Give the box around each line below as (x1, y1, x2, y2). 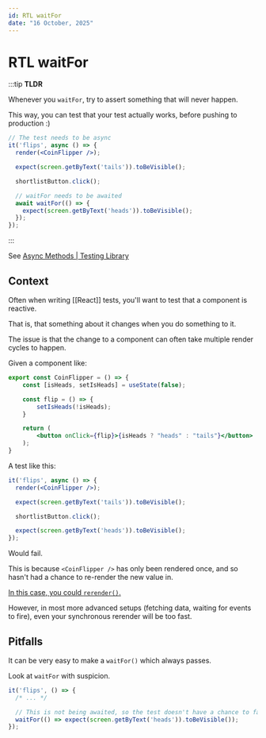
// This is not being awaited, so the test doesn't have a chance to (15, 708, 249, 716)
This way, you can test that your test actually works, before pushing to (8, 110, 237, 120)
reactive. (8, 303, 37, 313)
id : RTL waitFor (8, 11, 62, 20)
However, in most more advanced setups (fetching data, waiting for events (8, 603, 252, 612)
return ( (22, 424, 51, 433)
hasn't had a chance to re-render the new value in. (8, 573, 173, 582)
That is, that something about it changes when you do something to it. (8, 319, 237, 328)
